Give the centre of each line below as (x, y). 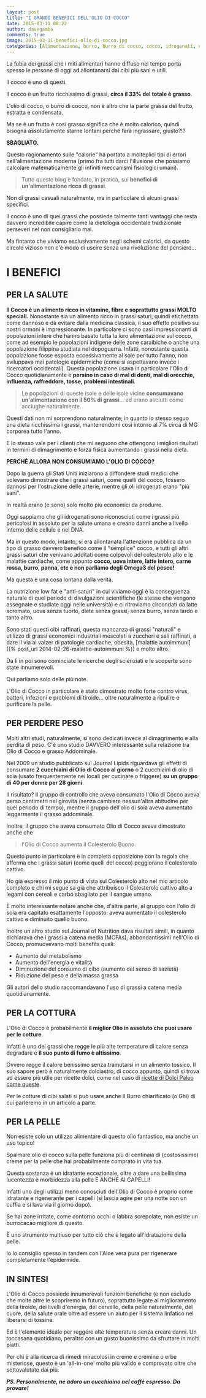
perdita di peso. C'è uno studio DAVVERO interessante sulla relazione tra (98, 744)
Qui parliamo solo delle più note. (47, 679)
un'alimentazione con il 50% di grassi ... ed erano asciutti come (102, 400)
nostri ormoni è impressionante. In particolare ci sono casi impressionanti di (102, 329)
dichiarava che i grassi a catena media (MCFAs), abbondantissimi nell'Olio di (103, 937)
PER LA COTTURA (41, 1013)
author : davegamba (30, 29)
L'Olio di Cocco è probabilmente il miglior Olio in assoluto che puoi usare (99, 1028)
